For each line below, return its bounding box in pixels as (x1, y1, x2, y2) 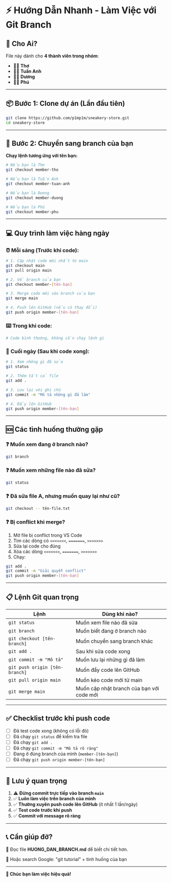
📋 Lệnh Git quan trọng (6, 593, 79, 601)
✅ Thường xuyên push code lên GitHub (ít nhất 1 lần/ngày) (13, 801, 138, 807)
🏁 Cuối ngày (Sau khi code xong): (6, 348, 90, 355)
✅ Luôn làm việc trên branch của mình (13, 796, 96, 802)
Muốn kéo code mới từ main (76, 676, 142, 684)
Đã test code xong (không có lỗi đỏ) (13, 728, 89, 734)
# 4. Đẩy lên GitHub (6, 401, 52, 406)
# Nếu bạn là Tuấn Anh (6, 176, 59, 182)
